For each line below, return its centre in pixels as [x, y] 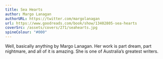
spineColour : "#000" [26, 32]
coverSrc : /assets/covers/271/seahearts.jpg [51, 28]
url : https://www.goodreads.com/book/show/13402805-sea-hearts [71, 23]
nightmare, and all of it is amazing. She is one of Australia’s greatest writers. [82, 51]
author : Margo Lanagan [28, 14]
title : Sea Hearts [24, 10]
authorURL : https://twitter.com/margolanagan [52, 19]
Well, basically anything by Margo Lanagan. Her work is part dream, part [78, 46]
